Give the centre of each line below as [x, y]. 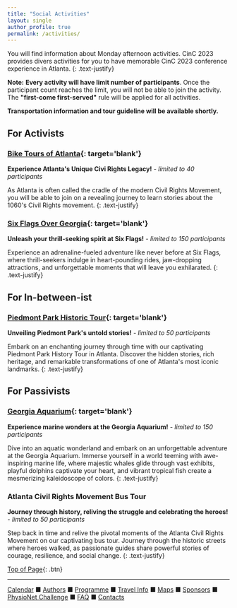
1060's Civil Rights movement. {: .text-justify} [73, 205]
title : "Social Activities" [49, 14]
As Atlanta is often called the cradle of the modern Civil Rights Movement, [115, 190]
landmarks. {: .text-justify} [45, 369]
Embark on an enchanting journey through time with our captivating [105, 346]
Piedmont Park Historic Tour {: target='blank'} [87, 317]
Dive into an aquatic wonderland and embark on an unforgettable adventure [117, 448]
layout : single [30, 21]
